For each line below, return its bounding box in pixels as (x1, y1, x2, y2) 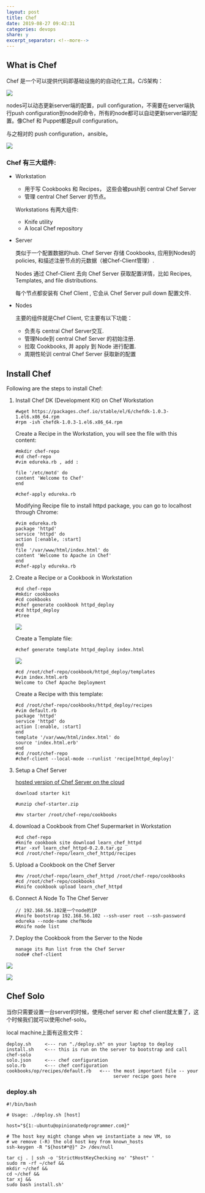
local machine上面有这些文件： (6, 1029, 84, 1036)
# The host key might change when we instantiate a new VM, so (6, 1134, 171, 1140)
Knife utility (24, 218, 53, 225)
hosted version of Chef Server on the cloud (15, 778, 125, 786)
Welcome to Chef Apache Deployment (15, 680, 106, 686)
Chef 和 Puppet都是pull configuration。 (22, 117, 122, 124)
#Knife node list (15, 923, 60, 930)
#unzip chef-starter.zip (15, 801, 79, 807)
